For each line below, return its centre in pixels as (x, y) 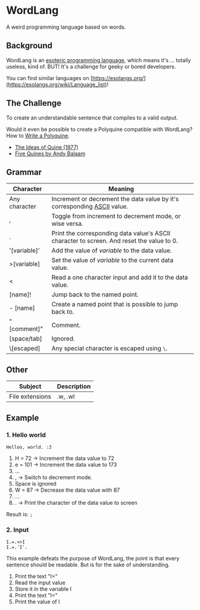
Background (29, 46)
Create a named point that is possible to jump (115, 304)
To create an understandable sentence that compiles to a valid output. (92, 118)
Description (74, 387)
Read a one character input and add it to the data (120, 277)
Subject (30, 387)
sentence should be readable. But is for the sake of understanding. (88, 565)
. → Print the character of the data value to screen (76, 502)
